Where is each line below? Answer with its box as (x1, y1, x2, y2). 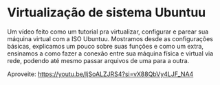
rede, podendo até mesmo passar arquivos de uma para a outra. (7, 56, 190, 64)
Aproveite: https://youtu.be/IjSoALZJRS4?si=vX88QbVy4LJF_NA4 (7, 70, 194, 78)
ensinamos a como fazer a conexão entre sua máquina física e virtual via (7, 49, 214, 58)
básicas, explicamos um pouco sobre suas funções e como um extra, (7, 42, 204, 50)
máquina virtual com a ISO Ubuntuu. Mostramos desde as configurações (7, 34, 213, 42)
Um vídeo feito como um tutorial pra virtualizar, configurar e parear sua (7, 27, 209, 36)
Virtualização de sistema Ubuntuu (7, 5, 206, 21)
